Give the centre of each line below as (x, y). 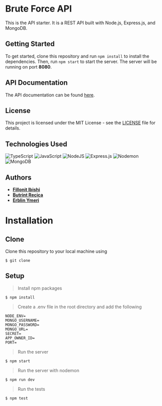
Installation (29, 221)
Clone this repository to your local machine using (56, 251)
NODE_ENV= (16, 316)
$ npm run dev (20, 380)
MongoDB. (16, 28)
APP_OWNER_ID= (20, 338)
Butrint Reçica (28, 195)
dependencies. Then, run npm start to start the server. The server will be (81, 62)
